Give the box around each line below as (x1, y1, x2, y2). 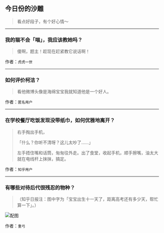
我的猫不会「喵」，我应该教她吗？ (5, 36, 83, 43)
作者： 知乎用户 (5, 166, 33, 172)
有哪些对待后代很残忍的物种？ (5, 184, 76, 191)
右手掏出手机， (17, 129, 47, 135)
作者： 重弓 (5, 223, 25, 229)
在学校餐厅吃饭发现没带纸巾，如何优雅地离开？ (5, 117, 115, 124)
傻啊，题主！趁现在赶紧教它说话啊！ (17, 48, 90, 55)
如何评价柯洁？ (5, 77, 41, 84)
